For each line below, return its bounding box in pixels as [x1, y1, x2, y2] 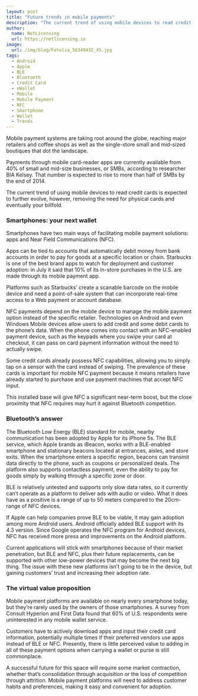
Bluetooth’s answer [6, 415, 63, 423]
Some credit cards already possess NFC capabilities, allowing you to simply [6, 357, 191, 364]
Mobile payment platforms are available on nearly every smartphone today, [6, 597, 189, 604]
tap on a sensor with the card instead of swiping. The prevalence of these [6, 363, 186, 370]
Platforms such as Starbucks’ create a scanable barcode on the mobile [6, 284, 178, 291]
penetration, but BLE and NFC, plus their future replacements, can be [6, 550, 175, 557]
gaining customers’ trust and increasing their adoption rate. [6, 569, 151, 576]
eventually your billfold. [6, 201, 63, 209]
